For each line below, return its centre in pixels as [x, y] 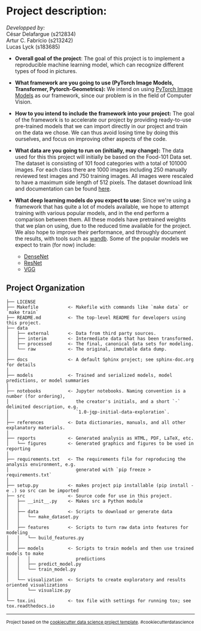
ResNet [33, 262]
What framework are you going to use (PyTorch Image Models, [94, 83]
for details [21, 365]
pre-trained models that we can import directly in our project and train [101, 126]
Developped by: [26, 28]
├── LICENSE [21, 302]
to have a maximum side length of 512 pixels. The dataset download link [103, 182]
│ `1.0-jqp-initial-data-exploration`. [88, 412]
